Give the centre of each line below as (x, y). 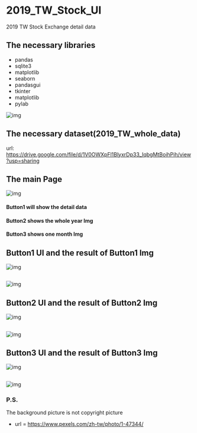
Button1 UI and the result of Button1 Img (80, 253)
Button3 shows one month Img (45, 234)
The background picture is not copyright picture (64, 413)
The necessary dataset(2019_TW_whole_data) (93, 134)
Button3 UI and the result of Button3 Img (82, 353)
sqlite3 (23, 66)
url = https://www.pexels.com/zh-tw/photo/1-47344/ (79, 424)
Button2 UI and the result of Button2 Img (82, 303)
